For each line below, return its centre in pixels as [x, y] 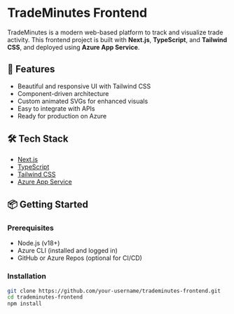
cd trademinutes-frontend [45, 297]
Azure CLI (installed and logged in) [67, 251]
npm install [25, 304]
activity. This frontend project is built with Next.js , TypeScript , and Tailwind [117, 39]
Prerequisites [30, 228]
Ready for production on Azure [62, 116]
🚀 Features [31, 69]
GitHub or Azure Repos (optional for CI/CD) [80, 258]
